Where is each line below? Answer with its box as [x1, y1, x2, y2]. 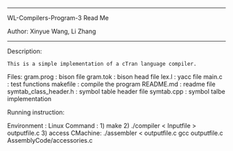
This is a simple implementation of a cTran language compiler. [7, 60, 197, 67]
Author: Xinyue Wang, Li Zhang [7, 27, 96, 35]
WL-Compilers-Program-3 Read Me [7, 14, 109, 21]
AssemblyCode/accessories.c [7, 136, 93, 144]
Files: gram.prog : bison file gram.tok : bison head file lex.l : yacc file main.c [7, 73, 223, 80]
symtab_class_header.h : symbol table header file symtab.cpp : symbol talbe [7, 87, 225, 96]
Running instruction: [7, 108, 64, 116]
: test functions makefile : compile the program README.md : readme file [7, 80, 216, 88]
